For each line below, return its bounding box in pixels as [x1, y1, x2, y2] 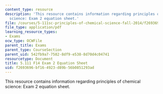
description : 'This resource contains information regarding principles [5, 12, 155, 16]
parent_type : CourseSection [5, 47, 62, 52]
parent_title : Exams [5, 43, 47, 48]
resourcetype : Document [5, 56, 53, 61]
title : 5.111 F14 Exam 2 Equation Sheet [5, 61, 88, 66]
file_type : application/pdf [5, 25, 62, 30]
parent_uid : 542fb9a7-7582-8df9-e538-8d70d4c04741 [5, 52, 110, 57]
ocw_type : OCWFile [5, 39, 42, 43]
